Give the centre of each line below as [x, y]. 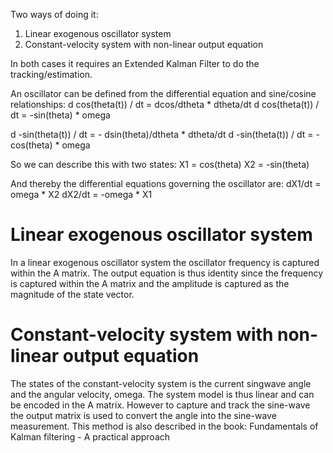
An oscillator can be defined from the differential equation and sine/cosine [163, 93]
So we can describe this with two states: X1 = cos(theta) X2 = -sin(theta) [160, 164]
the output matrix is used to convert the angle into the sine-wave [143, 415]
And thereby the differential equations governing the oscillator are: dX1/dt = [166, 183]
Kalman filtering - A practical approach [90, 436]
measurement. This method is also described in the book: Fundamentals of [164, 426]
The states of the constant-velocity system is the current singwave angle [161, 383]
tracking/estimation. [51, 74]
